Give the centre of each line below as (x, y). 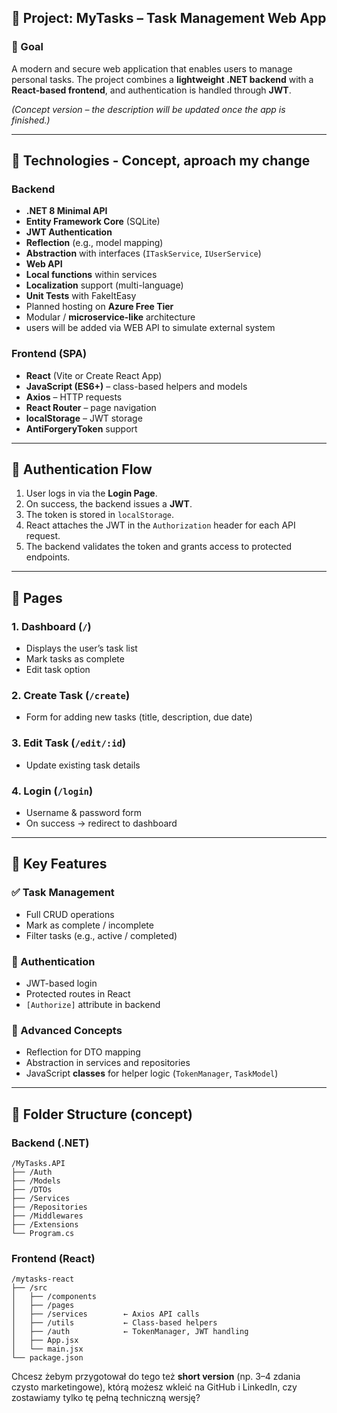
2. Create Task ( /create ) (71, 696)
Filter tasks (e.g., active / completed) (101, 935)
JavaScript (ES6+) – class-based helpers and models (136, 386)
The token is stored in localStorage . (99, 515)
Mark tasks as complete (75, 659)
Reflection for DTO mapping (83, 1052)
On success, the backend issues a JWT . (109, 504)
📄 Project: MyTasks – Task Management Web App (169, 18)
